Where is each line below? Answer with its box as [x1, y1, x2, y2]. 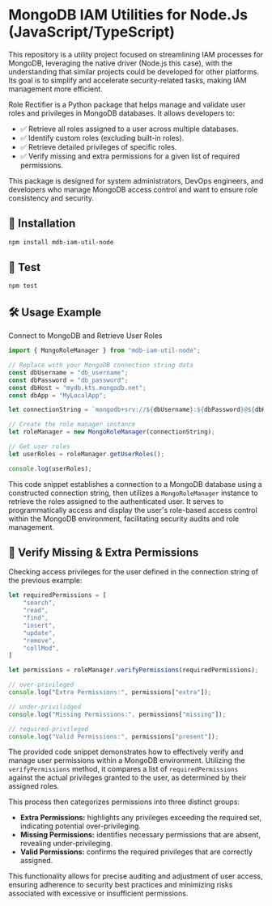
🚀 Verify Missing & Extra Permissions [8, 546, 199, 560]
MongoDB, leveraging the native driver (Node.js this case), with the [8, 58, 232, 68]
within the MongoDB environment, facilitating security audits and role [8, 514, 240, 523]
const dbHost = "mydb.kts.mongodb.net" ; [8, 383, 147, 392]
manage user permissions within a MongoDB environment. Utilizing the [8, 756, 245, 765]
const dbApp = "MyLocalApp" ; [8, 391, 107, 400]
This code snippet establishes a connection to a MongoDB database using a [8, 479, 262, 489]
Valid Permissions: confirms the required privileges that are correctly [19, 847, 253, 857]
